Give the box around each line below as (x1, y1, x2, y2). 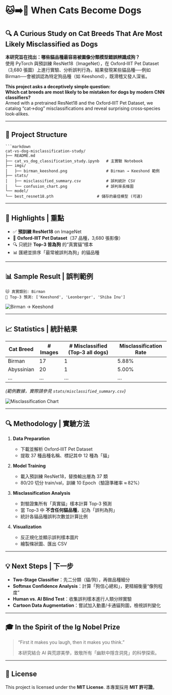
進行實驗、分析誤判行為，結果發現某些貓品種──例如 (41, 67, 151, 73)
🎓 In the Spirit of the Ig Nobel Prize (5, 623, 120, 632)
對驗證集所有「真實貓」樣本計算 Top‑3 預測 (20, 500, 112, 507)
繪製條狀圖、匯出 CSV (20, 540, 68, 547)
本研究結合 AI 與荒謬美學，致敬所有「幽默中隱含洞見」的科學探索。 (17, 649, 160, 655)
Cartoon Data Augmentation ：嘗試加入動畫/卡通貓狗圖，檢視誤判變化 (12, 602, 161, 608)
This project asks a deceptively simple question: (5, 84, 111, 89)
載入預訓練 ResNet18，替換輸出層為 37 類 (20, 473, 108, 479)
